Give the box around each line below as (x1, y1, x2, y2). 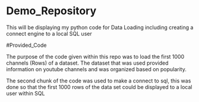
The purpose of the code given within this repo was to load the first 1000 (6, 53, 185, 60)
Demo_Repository (6, 4, 97, 18)
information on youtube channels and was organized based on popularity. (6, 65, 187, 72)
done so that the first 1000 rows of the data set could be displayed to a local (6, 83, 192, 90)
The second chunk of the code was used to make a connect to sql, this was (6, 77, 191, 84)
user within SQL (6, 90, 45, 97)
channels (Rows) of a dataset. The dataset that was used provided (6, 59, 169, 66)
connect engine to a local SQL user (6, 30, 92, 37)
